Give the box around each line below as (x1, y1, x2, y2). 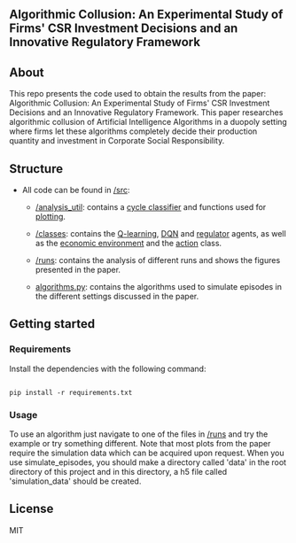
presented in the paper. (35, 265, 121, 275)
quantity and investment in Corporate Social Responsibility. (9, 136, 225, 146)
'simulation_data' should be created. (9, 476, 142, 486)
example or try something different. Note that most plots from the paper (9, 438, 271, 448)
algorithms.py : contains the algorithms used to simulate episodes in (35, 282, 282, 292)
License (9, 501, 54, 516)
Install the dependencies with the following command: (9, 363, 206, 374)
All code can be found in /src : (21, 185, 130, 196)
